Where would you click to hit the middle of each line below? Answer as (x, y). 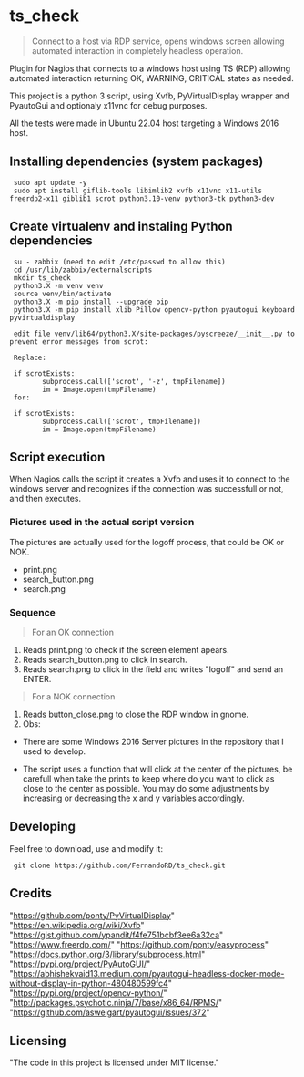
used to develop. (54, 751)
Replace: (30, 357)
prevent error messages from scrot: (79, 342)
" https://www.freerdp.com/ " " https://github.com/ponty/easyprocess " (139, 944)
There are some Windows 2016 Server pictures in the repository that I (153, 741)
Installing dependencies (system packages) (137, 162)
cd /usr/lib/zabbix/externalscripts (83, 270)
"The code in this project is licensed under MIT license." (115, 1062)
